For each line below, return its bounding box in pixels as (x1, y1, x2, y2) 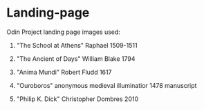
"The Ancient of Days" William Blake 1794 (16, 54, 136, 63)
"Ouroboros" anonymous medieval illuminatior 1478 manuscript (16, 81, 197, 89)
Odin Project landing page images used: (6, 28, 120, 36)
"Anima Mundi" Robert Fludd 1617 (16, 68, 112, 76)
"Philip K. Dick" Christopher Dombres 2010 (16, 95, 139, 103)
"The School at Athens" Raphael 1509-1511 (16, 41, 138, 49)
